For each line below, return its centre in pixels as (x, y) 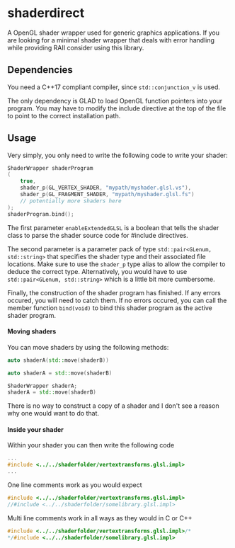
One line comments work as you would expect (75, 485)
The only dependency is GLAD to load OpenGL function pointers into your (115, 101)
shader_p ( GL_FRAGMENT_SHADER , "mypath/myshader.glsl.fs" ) (107, 195)
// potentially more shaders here (71, 201)
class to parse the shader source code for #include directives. (98, 235)
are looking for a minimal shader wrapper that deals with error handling (111, 40)
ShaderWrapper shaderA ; (42, 386)
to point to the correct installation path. (64, 115)
